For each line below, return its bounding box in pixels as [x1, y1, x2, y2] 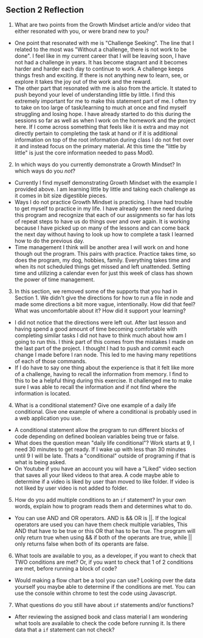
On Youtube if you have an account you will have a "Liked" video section [14, 465, 197, 472]
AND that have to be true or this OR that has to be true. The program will [14, 527, 196, 534]
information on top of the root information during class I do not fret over [14, 136, 194, 143]
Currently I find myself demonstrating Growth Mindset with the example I [14, 179, 197, 186]
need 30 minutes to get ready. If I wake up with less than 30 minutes [14, 445, 187, 453]
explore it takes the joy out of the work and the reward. [14, 78, 153, 85]
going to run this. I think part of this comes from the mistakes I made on [14, 338, 194, 345]
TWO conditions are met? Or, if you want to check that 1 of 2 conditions [14, 558, 194, 566]
